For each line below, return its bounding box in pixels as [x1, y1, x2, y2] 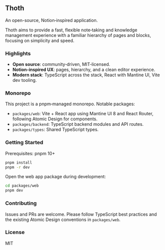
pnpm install [5, 160, 32, 165]
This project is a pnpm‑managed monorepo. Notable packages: [5, 101, 136, 107]
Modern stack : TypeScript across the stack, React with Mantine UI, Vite [12, 72, 161, 78]
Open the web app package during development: [5, 174, 106, 180]
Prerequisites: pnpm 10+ [5, 150, 55, 156]
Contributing [5, 200, 37, 207]
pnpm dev [5, 188, 23, 193]
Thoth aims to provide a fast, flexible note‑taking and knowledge [5, 27, 138, 33]
